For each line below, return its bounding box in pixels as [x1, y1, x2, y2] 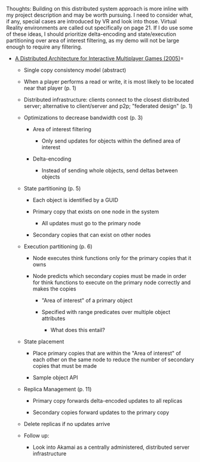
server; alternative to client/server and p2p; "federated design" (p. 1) [23, 102, 193, 110]
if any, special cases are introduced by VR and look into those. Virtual [6, 18, 177, 25]
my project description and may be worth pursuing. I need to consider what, [6, 11, 193, 19]
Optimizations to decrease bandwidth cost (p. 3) [23, 114, 143, 121]
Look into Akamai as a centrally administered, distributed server [32, 443, 190, 451]
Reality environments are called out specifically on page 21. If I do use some [6, 24, 193, 31]
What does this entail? [50, 327, 106, 333]
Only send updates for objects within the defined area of [41, 137, 181, 144]
